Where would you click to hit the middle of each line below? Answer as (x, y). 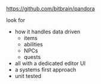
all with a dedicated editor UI (50, 63)
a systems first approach (45, 70)
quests (32, 57)
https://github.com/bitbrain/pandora (51, 9)
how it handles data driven (48, 32)
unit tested (28, 76)
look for (16, 20)
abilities (33, 44)
